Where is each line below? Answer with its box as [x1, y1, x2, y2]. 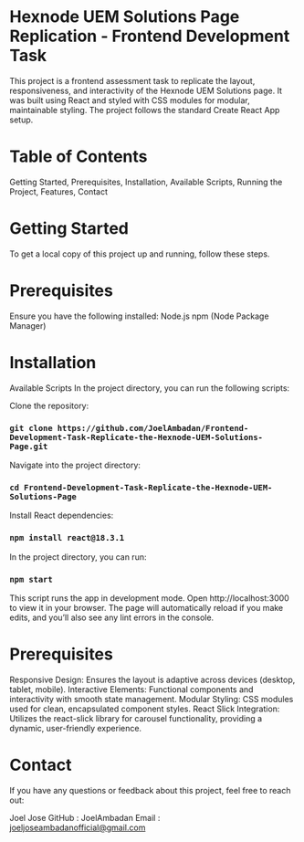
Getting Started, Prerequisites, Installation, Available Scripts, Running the [9, 176, 283, 187]
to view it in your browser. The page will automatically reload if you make [9, 602, 284, 613]
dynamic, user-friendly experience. [9, 722, 142, 733]
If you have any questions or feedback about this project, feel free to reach [9, 784, 291, 795]
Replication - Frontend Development [9, 26, 290, 47]
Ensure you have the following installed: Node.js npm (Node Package [9, 310, 269, 321]
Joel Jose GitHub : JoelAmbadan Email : [9, 812, 161, 823]
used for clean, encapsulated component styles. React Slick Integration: [9, 703, 280, 714]
